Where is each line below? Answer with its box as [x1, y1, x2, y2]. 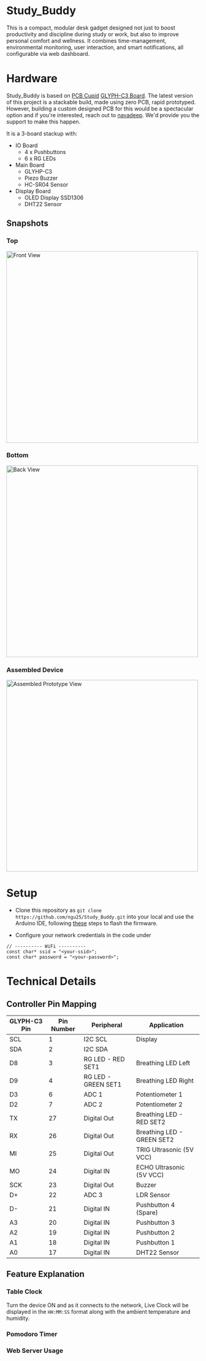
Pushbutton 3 [135, 1219, 175, 1227]
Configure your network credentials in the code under [15, 931, 151, 939]
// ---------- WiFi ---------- [6, 943, 86, 950]
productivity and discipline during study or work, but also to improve [6, 30, 179, 37]
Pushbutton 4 [135, 1201, 175, 1209]
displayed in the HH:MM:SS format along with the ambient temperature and [6, 1308, 191, 1315]
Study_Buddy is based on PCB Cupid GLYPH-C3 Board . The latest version [6, 91, 193, 99]
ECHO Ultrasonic [135, 1163, 185, 1172]
